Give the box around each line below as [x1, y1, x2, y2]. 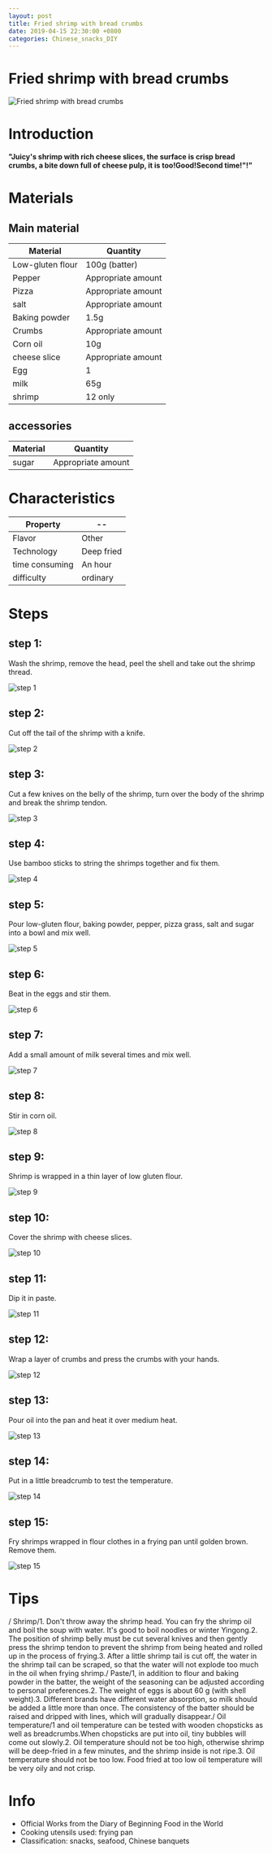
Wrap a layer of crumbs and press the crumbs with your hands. [8, 1354, 220, 1364]
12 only [85, 391, 115, 403]
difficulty [12, 572, 47, 583]
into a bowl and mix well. [8, 928, 91, 938]
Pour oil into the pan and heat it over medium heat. [8, 1415, 178, 1425]
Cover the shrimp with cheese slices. [8, 1233, 132, 1243]
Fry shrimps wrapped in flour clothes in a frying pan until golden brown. [8, 1537, 248, 1547]
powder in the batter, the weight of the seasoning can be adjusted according [8, 1677, 265, 1687]
